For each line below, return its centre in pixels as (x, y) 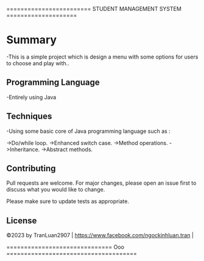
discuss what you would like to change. (56, 190)
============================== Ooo (65, 247)
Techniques (29, 116)
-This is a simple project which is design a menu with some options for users (102, 57)
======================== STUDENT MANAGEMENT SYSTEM (94, 9)
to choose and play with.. (38, 63)
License (22, 220)
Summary (31, 40)
